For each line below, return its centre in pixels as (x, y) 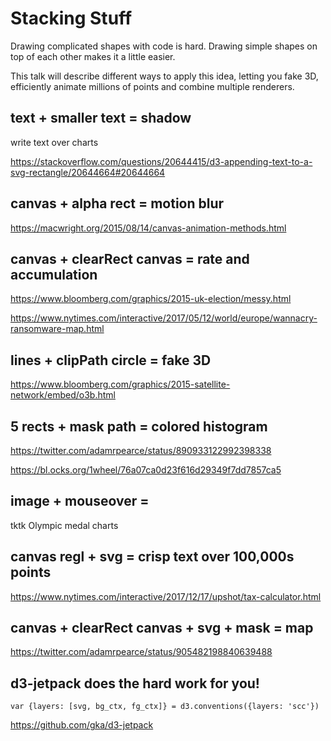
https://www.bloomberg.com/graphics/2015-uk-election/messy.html (151, 299)
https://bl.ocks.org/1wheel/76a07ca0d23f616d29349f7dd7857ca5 (146, 470)
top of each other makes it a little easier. (93, 56)
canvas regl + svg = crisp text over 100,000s (152, 557)
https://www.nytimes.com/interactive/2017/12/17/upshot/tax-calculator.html (166, 596)
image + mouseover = (80, 501)
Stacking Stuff (71, 18)
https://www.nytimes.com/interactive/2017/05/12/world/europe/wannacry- (164, 318)
